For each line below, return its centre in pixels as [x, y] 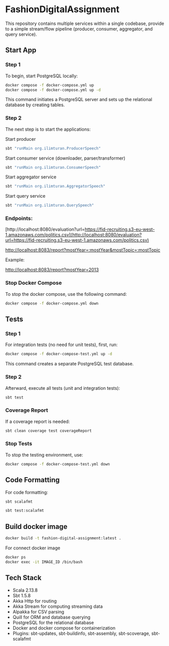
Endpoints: [19, 219]
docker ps [16, 557]
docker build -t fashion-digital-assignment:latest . [63, 538]
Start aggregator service [31, 177]
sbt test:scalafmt [25, 511]
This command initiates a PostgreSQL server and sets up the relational [79, 100]
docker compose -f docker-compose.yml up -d [53, 90]
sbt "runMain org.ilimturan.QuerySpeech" [50, 205]
